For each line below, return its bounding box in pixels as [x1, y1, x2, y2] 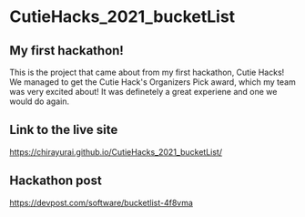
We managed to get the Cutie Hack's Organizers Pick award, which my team [9, 77, 296, 88]
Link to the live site [9, 122, 118, 138]
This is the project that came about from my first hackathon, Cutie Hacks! [9, 67, 285, 77]
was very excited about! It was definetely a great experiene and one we [9, 87, 278, 97]
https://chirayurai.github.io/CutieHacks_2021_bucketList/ [9, 146, 223, 157]
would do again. [9, 96, 70, 107]
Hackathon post [9, 173, 102, 189]
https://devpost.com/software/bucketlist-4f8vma [9, 197, 194, 208]
